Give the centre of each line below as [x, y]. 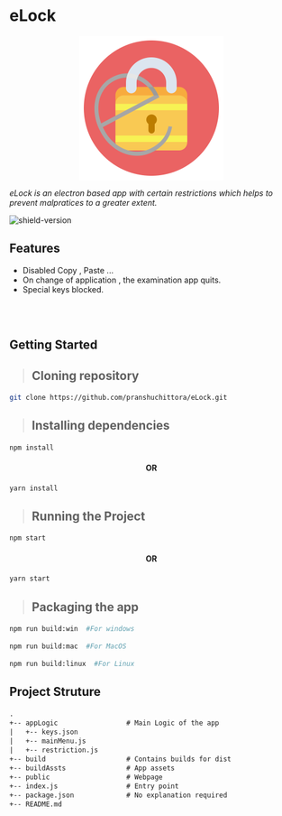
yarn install [34, 488]
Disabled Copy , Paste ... [68, 270]
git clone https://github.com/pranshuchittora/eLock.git [118, 397]
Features [35, 249]
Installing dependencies [100, 426]
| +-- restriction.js [54, 750]
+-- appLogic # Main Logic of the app [114, 723]
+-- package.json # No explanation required [118, 795]
